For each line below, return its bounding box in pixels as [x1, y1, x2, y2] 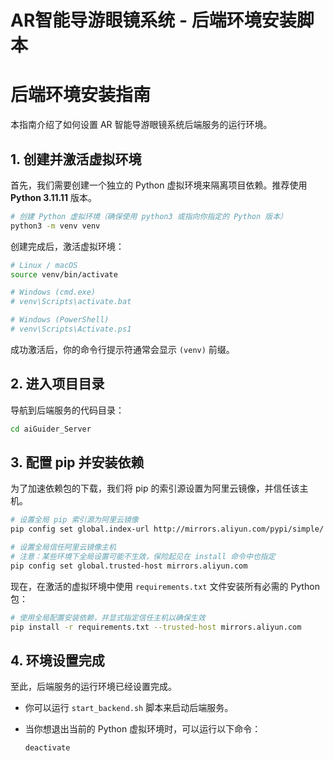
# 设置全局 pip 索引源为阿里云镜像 [10, 515, 139, 525]
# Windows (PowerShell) [10, 315, 110, 325]
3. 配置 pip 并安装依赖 [10, 454, 145, 471]
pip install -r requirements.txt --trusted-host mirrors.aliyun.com [10, 622, 302, 632]
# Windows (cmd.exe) [10, 287, 97, 298]
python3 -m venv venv [10, 221, 101, 231]
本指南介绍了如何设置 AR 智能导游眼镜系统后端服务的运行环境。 [10, 119, 273, 131]
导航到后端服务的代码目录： [10, 404, 125, 416]
